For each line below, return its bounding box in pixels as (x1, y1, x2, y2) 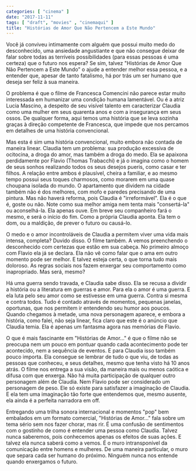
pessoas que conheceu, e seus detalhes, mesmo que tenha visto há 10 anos (6, 360, 190, 367)
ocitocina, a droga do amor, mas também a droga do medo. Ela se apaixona (6, 151, 188, 158)
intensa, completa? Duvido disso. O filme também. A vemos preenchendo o (6, 237, 188, 244)
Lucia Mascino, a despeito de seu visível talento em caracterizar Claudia (6, 102, 181, 109)
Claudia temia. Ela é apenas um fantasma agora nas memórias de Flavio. (6, 323, 181, 330)
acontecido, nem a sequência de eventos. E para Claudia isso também (6, 347, 176, 354)
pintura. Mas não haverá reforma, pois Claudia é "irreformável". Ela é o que (6, 195, 187, 202)
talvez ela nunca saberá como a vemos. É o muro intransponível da (6, 439, 168, 446)
